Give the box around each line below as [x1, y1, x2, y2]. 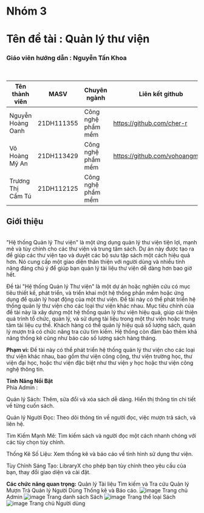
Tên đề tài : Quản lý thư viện [6, 32, 150, 46]
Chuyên [84, 86, 107, 94]
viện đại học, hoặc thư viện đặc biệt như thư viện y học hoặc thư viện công [6, 359, 194, 367]
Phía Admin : [6, 384, 38, 391]
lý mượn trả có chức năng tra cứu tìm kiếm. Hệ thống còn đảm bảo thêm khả [6, 328, 197, 336]
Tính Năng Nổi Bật [6, 377, 53, 385]
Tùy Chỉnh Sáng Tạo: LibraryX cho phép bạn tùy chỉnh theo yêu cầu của [6, 462, 186, 469]
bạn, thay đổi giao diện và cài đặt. [6, 469, 91, 476]
